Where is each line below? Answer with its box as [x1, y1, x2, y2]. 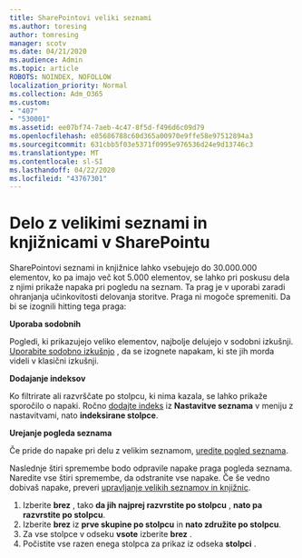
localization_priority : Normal [9, 81, 128, 90]
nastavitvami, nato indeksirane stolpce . [9, 410, 159, 421]
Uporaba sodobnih [9, 319, 82, 330]
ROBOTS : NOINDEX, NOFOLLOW [9, 73, 112, 82]
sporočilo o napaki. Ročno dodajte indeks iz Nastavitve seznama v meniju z [9, 401, 294, 412]
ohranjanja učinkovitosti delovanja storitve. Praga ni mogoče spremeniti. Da [9, 292, 291, 303]
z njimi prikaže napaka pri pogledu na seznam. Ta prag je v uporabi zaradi [9, 282, 286, 293]
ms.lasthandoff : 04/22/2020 [9, 165, 116, 174]
